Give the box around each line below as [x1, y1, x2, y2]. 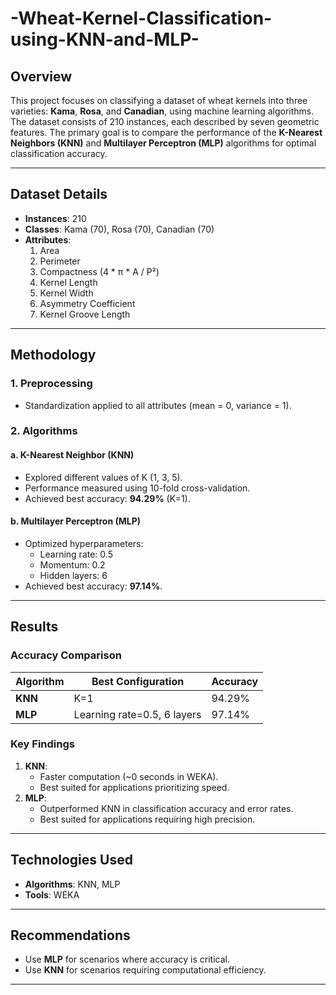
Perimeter [39, 255, 81, 267]
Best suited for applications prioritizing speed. [39, 781, 230, 793]
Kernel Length [39, 276, 98, 288]
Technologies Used [10, 852, 133, 869]
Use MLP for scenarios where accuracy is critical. [24, 953, 231, 966]
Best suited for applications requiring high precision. [39, 813, 256, 825]
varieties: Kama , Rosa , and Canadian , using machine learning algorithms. [10, 105, 315, 117]
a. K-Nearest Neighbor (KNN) [10, 449, 135, 461]
